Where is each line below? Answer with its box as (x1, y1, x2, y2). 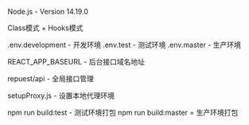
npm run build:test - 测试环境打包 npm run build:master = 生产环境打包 (7, 107, 239, 117)
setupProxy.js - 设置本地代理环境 (7, 91, 115, 100)
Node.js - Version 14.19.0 (7, 7, 89, 16)
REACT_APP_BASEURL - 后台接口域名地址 (7, 57, 145, 66)
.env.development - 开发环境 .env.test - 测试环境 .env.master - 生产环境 (7, 40, 242, 49)
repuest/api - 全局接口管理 (7, 74, 95, 83)
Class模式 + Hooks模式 (7, 23, 84, 33)
